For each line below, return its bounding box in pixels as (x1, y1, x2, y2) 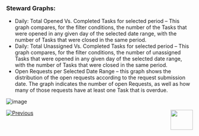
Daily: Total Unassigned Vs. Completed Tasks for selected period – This (14, 43, 190, 50)
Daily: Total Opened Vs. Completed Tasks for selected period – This (14, 18, 179, 25)
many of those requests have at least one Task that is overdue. (14, 87, 168, 94)
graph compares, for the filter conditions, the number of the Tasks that (14, 24, 187, 31)
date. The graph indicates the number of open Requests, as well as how (14, 80, 191, 88)
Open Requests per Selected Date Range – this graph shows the (14, 68, 172, 75)
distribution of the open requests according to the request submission (14, 74, 185, 81)
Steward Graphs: (6, 4, 56, 12)
